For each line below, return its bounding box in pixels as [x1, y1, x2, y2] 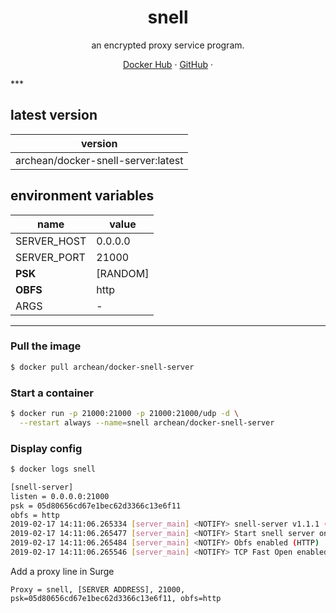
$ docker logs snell [10, 464, 97, 475]
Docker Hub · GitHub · [122, 58, 214, 70]
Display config [10, 441, 83, 455]
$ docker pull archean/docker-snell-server [10, 362, 195, 372]
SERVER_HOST [15, 234, 87, 248]
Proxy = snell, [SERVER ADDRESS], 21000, [10, 584, 186, 595]
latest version [10, 107, 98, 124]
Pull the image [10, 339, 82, 353]
